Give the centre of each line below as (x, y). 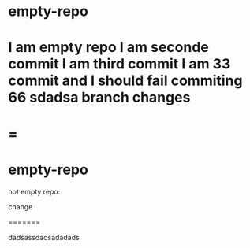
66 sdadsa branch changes (99, 98)
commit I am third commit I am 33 (119, 64)
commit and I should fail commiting (125, 81)
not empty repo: (34, 191)
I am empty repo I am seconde (108, 48)
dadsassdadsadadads (44, 237)
